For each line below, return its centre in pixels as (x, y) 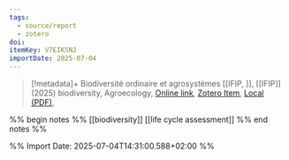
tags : (19, 17)
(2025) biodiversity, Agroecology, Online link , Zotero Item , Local (147, 93)
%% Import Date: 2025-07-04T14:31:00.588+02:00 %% (112, 146)
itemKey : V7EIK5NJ (43, 50)
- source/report (47, 26)
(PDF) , (42, 102)
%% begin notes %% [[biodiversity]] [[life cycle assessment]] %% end (138, 119)
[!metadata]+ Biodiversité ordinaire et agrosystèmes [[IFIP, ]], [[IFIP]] (156, 84)
